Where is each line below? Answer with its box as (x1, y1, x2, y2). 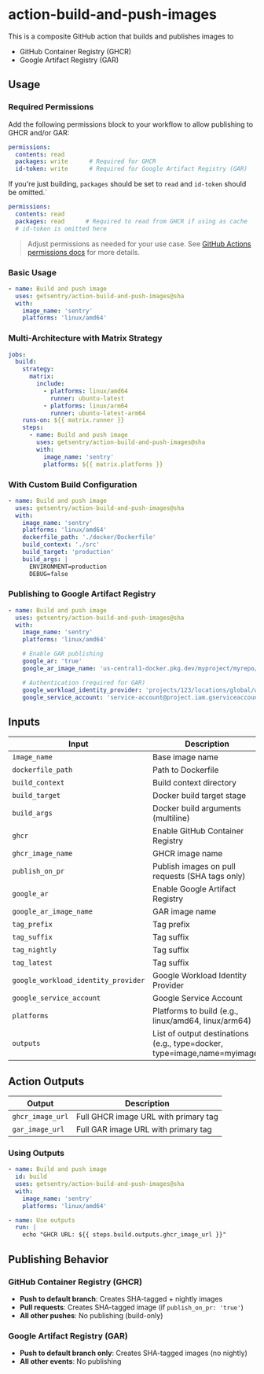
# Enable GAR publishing (22, 650, 104, 658)
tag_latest (12, 958, 53, 967)
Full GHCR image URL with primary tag (75, 1111, 218, 1122)
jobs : (8, 350, 26, 359)
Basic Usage (8, 267, 57, 278)
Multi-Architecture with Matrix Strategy (8, 333, 163, 344)
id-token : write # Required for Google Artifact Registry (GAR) (15, 165, 247, 173)
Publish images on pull (152, 861, 236, 872)
